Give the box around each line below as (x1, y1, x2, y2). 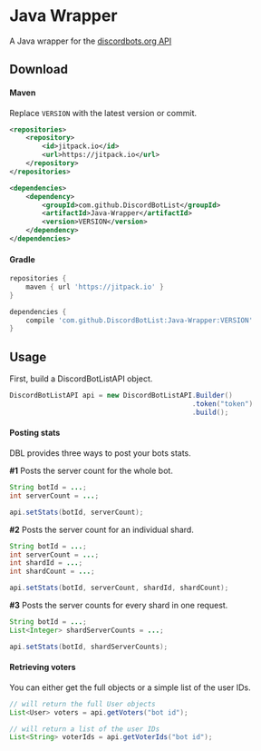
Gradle (9, 253, 36, 264)
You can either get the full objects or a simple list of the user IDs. (9, 682, 251, 693)
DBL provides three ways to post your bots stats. (9, 448, 192, 459)
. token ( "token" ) (191, 400, 254, 409)
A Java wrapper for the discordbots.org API (9, 35, 172, 46)
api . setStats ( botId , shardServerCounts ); (9, 642, 169, 651)
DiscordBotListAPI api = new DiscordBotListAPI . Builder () (9, 391, 233, 400)
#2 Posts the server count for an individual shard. (9, 524, 195, 535)
